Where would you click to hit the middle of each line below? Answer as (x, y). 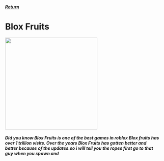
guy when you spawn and (32, 154)
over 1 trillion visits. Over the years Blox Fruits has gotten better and (76, 143)
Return (12, 7)
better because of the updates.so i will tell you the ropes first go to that (79, 148)
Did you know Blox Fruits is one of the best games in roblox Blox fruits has (82, 138)
